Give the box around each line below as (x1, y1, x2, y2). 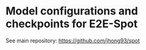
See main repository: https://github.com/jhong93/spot (5, 37, 140, 44)
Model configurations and (5, 4, 138, 18)
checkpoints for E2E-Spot (5, 17, 138, 31)
